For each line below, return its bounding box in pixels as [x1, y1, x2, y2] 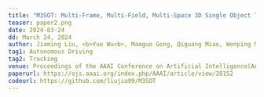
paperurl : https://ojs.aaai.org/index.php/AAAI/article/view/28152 [8, 70, 234, 77]
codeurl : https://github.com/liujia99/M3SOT [8, 77, 156, 84]
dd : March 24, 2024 [8, 33, 72, 41]
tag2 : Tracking [8, 56, 58, 63]
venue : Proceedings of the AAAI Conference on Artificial [8, 63, 202, 70]
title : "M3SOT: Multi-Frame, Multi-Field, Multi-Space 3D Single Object [8, 11, 251, 20]
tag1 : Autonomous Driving [8, 48, 93, 56]
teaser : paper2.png [8, 19, 72, 27]
